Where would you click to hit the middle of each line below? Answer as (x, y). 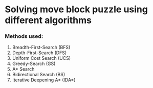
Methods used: (24, 36)
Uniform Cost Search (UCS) (41, 58)
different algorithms (48, 20)
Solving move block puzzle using (76, 9)
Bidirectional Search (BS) (39, 75)
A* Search (23, 69)
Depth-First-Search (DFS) (39, 53)
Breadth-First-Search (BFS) (41, 48)
